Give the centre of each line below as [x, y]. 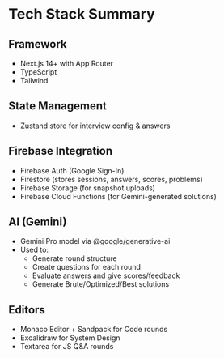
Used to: [34, 250]
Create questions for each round [87, 267]
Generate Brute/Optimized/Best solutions [101, 284]
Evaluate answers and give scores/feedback [106, 275]
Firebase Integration [61, 151]
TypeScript [38, 72]
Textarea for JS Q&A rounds [67, 347]
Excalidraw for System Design [70, 338]
